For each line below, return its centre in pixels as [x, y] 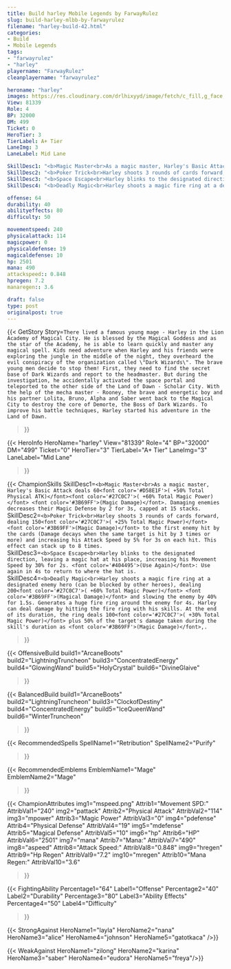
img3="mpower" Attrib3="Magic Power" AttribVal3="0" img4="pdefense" [112, 818]
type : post [23, 306]
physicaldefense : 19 [37, 248]
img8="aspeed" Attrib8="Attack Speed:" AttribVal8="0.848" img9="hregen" [115, 848]
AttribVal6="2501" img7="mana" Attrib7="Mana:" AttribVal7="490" [101, 840]
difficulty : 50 [29, 217]
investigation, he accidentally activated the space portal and [101, 381]
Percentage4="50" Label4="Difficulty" [62, 904]
